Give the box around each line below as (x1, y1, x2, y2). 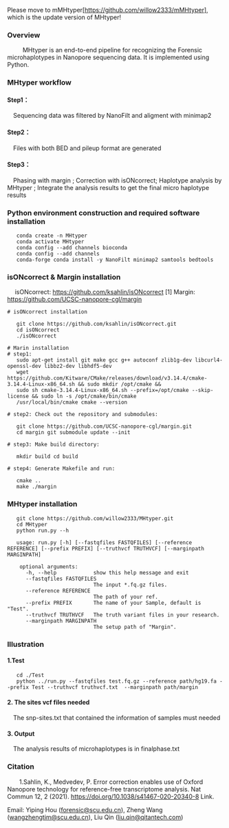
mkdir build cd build (16, 453, 78, 460)
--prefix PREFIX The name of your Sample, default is (25, 599, 201, 606)
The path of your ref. (93, 593, 158, 600)
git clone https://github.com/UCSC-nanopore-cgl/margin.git (16, 423, 193, 430)
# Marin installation (7, 344, 69, 352)
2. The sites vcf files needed (7, 698, 90, 707)
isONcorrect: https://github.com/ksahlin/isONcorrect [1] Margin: (14, 288, 196, 296)
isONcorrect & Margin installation (7, 272, 121, 282)
